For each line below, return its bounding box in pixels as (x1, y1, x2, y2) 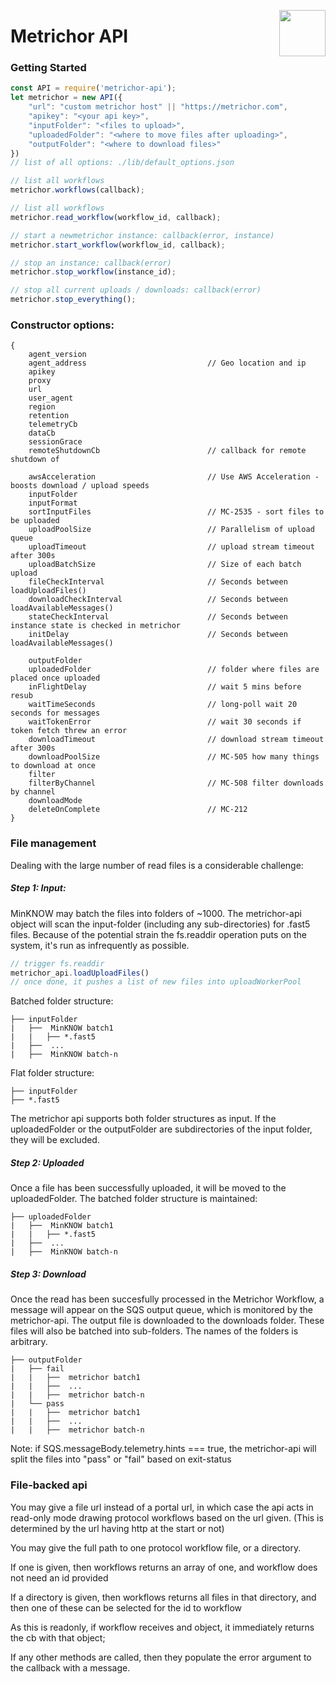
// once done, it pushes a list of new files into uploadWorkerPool (10, 977, 302, 987)
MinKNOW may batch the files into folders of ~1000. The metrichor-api (10, 907, 302, 919)
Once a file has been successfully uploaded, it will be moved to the (10, 1182, 287, 1194)
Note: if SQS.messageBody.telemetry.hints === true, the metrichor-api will (10, 1443, 317, 1455)
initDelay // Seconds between (28, 630, 288, 640)
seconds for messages (10, 708, 101, 719)
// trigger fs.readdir (10, 958, 105, 969)
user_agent (28, 393, 74, 404)
